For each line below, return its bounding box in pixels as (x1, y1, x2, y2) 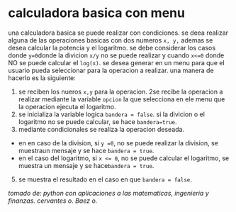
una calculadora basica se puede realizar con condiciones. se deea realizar (8, 28, 229, 37)
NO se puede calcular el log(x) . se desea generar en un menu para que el (8, 58, 225, 67)
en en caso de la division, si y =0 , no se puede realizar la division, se (18, 138, 219, 147)
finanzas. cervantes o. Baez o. (8, 196, 98, 205)
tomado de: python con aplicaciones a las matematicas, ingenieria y (8, 189, 210, 197)
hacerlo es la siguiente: (8, 73, 77, 82)
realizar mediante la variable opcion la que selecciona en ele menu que (18, 94, 225, 104)
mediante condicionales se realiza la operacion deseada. (18, 125, 185, 133)
